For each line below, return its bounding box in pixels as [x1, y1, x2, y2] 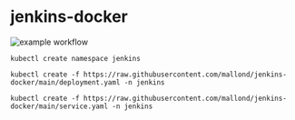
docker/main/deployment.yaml [10, 77, 121, 87]
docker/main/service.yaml [10, 102, 108, 111]
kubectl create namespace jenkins [10, 54, 142, 63]
